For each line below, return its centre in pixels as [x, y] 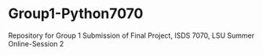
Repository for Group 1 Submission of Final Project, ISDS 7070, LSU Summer [131, 35]
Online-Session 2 [36, 43]
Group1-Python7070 [76, 14]
